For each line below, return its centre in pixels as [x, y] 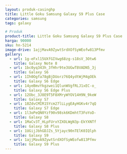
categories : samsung [26, 18]
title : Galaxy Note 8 [35, 63]
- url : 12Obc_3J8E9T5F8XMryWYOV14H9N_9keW [53, 95]
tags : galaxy [18, 23]
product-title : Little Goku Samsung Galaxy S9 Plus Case [64, 36]
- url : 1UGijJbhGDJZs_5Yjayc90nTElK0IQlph [53, 131]
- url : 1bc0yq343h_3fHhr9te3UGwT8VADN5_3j [53, 68]
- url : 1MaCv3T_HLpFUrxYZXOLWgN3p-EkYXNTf [53, 122]
